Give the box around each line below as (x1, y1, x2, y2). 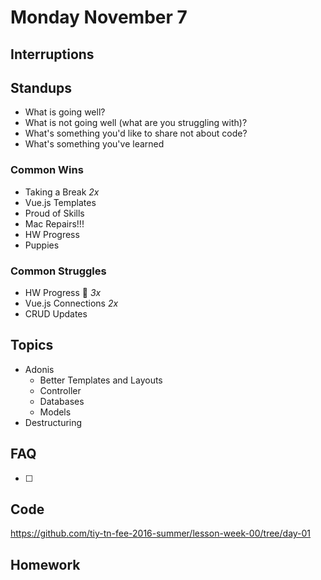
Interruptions (10, 46, 95, 63)
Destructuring (24, 416, 83, 428)
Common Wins (10, 163, 84, 177)
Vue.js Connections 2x (24, 297, 119, 309)
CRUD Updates (24, 307, 88, 320)
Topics (10, 337, 54, 354)
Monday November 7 (10, 6, 188, 29)
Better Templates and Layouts (39, 374, 163, 386)
